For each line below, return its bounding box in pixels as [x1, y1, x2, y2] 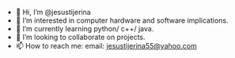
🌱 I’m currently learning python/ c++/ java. [15, 24, 154, 33]
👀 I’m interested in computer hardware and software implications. [15, 16, 229, 25]
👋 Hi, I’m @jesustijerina [15, 8, 91, 16]
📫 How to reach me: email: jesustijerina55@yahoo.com [15, 42, 198, 50]
